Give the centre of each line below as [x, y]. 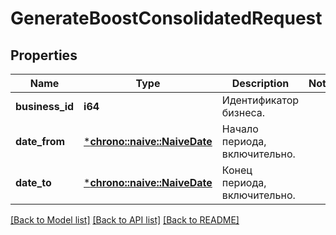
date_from [40, 141]
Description [260, 83]
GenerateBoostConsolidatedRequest [166, 18]
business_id [45, 106]
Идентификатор [260, 100]
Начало [240, 129]
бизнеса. [243, 112]
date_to [33, 182]
